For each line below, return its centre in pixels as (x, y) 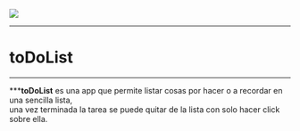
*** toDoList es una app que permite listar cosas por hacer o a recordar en (146, 90)
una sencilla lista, (41, 100)
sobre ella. (29, 119)
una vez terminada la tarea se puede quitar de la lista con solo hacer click (145, 109)
